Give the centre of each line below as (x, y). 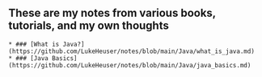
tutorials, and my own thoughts (89, 26)
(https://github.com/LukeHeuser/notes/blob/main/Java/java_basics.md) (130, 65)
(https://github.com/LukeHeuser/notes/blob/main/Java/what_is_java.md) (131, 51)
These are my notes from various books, (112, 13)
